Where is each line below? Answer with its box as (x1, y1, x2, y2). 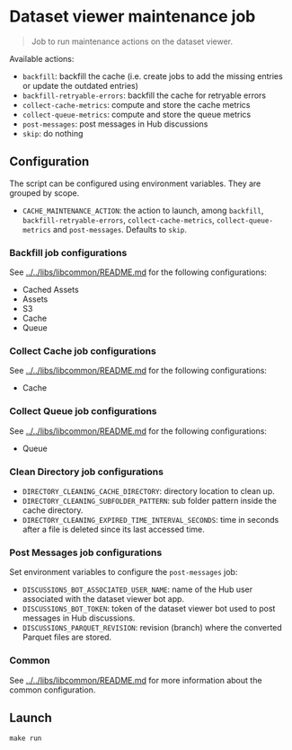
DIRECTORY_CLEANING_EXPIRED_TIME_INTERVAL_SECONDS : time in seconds (22, 514, 279, 525)
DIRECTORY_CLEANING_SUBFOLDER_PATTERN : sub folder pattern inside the (22, 495, 277, 506)
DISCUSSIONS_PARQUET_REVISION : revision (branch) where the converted (22, 622, 283, 633)
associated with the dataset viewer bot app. (22, 594, 185, 604)
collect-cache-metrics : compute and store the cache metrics (22, 99, 251, 110)
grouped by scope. (9, 187, 80, 199)
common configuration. (9, 684, 96, 695)
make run (9, 734, 42, 743)
